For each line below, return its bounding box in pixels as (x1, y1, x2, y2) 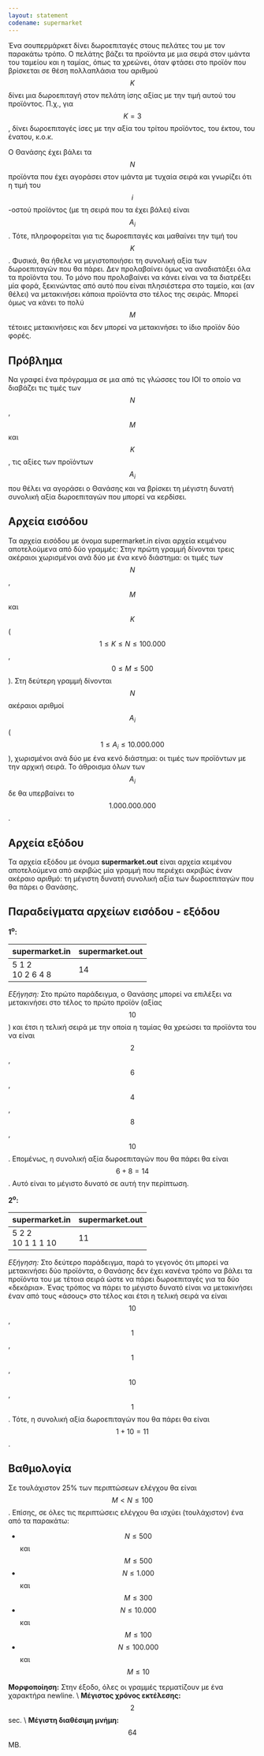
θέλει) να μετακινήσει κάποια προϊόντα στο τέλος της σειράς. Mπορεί (8, 290, 239, 299)
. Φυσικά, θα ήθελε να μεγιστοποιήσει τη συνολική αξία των (8, 256, 207, 265)
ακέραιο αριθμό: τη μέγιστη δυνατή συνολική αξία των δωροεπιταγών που (8, 874, 255, 883)
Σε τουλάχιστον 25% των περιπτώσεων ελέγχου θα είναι (8, 1483, 197, 1492)
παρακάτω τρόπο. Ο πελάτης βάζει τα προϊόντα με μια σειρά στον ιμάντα (8, 49, 251, 58)
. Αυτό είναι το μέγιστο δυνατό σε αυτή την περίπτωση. (8, 1179, 189, 1189)
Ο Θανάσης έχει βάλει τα (8, 147, 92, 156)
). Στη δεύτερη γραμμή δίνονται (8, 676, 112, 685)
